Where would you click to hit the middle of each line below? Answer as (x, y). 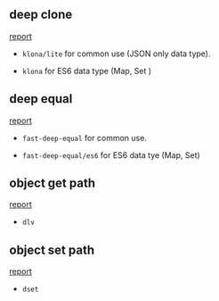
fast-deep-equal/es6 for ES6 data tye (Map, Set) (111, 155)
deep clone (41, 15)
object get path (53, 184)
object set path (52, 250)
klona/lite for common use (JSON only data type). (116, 54)
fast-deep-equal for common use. (84, 138)
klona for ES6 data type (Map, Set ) (87, 71)
